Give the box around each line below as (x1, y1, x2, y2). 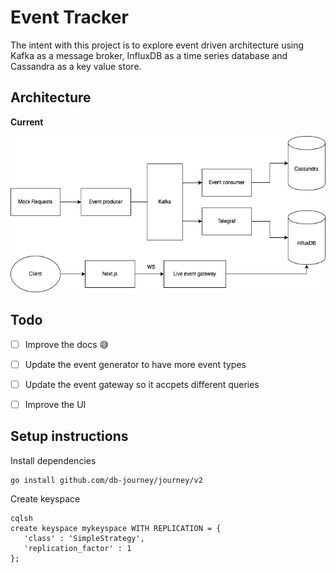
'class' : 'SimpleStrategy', (23, 533, 145, 543)
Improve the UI (24, 398, 87, 410)
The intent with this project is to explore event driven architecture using (10, 39, 305, 51)
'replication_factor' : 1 (23, 543, 132, 553)
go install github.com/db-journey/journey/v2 (10, 475, 203, 485)
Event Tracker (10, 6, 129, 29)
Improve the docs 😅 (24, 338, 110, 350)
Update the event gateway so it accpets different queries (24, 378, 260, 390)
